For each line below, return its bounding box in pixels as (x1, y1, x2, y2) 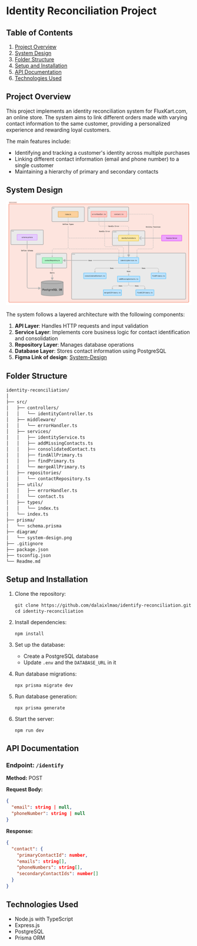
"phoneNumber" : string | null (11, 811, 85, 817)
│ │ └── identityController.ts (6, 410, 94, 417)
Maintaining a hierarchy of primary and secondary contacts (14, 168, 159, 175)
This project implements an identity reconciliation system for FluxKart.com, (6, 107, 188, 115)
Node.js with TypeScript (14, 915, 74, 922)
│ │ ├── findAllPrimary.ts (6, 452, 83, 458)
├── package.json (6, 546, 49, 553)
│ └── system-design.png (6, 534, 72, 541)
